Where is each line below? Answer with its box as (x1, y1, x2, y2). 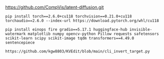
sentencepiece (5, 40, 35, 45)
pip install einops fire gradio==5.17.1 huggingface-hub (5, 27, 128, 32)
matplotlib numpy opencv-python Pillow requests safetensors (27, 31, 159, 36)
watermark (5, 31, 26, 36)
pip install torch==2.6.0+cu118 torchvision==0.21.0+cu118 (5, 14, 132, 19)
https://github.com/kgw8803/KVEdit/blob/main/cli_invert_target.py (5, 49, 150, 54)
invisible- (129, 27, 152, 32)
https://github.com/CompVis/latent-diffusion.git (5, 4, 104, 10)
